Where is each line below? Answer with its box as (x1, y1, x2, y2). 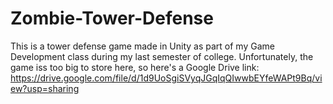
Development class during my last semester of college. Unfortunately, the (10, 50, 314, 62)
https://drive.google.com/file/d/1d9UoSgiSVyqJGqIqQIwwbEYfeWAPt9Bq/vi (10, 72, 323, 84)
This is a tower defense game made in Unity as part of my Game (10, 40, 275, 52)
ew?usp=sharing (10, 82, 80, 94)
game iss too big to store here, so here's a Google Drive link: (10, 61, 260, 73)
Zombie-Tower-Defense (10, 7, 214, 30)
